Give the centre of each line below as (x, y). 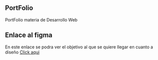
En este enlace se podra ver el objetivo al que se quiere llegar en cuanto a (79, 47)
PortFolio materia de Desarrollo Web (41, 20)
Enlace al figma (29, 35)
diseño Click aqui (22, 52)
